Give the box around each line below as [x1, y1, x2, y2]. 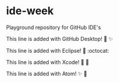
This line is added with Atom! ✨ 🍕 [6, 70, 88, 77]
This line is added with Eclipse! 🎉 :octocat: [6, 47, 110, 54]
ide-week [6, 4, 54, 18]
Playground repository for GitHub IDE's [6, 24, 101, 31]
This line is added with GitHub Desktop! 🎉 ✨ [6, 35, 114, 42]
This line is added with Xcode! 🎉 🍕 [6, 58, 89, 66]
